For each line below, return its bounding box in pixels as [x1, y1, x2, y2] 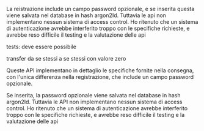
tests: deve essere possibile [6, 43, 76, 50]
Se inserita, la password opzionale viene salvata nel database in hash [6, 92, 181, 99]
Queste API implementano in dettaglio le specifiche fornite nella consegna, [6, 67, 194, 74]
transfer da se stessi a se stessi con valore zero [6, 55, 126, 62]
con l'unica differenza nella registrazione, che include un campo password [6, 73, 194, 80]
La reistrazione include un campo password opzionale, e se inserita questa [6, 6, 195, 12]
